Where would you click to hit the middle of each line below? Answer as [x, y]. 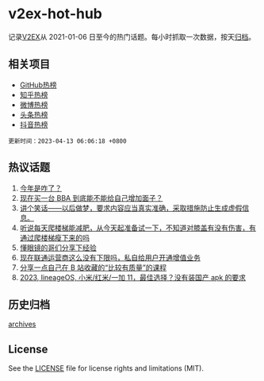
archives [22, 324]
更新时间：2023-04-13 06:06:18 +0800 [67, 141]
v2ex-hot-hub [55, 14]
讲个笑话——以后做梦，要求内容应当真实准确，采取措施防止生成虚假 [131, 208]
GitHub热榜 [38, 85]
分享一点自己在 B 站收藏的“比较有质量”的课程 [93, 267]
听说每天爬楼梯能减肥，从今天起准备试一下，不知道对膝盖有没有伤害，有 [138, 228]
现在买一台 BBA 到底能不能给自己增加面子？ [91, 198]
